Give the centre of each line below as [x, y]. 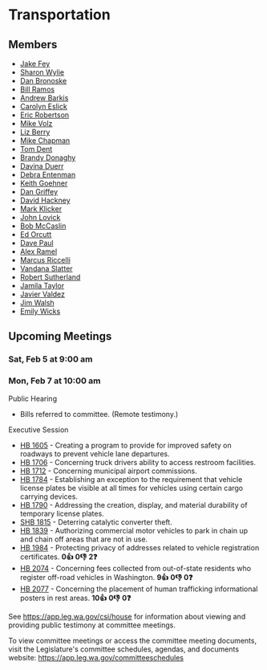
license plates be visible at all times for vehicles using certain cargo [131, 488]
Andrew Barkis [44, 98]
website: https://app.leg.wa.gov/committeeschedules [96, 657]
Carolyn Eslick [44, 106]
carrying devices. [49, 496]
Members [33, 45]
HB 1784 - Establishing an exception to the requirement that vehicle [131, 479]
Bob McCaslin [43, 226]
